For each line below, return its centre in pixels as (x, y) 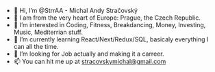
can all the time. (36, 47)
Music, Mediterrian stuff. (48, 32)
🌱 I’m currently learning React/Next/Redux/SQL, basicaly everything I (111, 39)
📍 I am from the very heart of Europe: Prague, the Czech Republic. (107, 18)
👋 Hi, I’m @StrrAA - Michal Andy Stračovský (76, 11)
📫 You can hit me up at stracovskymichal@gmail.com (90, 61)
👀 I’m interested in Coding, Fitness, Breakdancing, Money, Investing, (110, 25)
